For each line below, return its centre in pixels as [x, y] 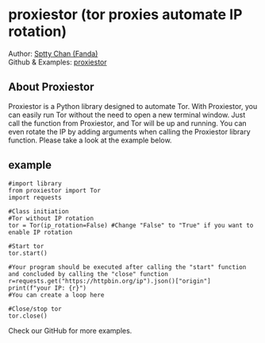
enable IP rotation [40, 232]
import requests [35, 197]
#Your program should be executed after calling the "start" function [127, 267]
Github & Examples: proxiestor [58, 62]
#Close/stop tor [35, 309]
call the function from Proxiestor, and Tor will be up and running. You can [128, 123]
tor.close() [28, 316]
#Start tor [26, 246]
